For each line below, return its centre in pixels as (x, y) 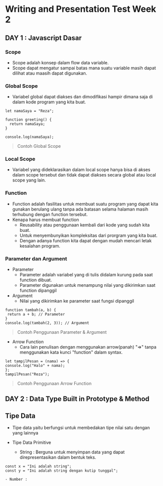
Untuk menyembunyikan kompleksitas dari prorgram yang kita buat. (89, 235)
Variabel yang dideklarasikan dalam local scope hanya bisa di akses (81, 170)
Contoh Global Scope (39, 146)
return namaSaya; (27, 124)
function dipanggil (38, 291)
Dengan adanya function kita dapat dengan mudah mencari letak (86, 240)
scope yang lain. (29, 180)
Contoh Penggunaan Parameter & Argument (62, 332)
